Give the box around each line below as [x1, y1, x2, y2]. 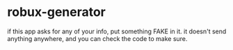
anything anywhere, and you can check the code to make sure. [7, 34, 188, 42]
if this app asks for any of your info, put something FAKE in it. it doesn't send [7, 27, 227, 35]
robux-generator [7, 4, 106, 20]
